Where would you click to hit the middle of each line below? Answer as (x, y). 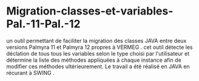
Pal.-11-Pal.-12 (43, 24)
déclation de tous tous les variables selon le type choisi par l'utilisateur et (98, 53)
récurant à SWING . (30, 73)
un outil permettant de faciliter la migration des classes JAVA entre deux (96, 40)
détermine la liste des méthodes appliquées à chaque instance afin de (94, 60)
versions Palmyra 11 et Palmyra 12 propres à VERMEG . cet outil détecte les (99, 47)
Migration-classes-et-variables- (90, 11)
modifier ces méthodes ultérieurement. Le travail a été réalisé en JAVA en (98, 66)
